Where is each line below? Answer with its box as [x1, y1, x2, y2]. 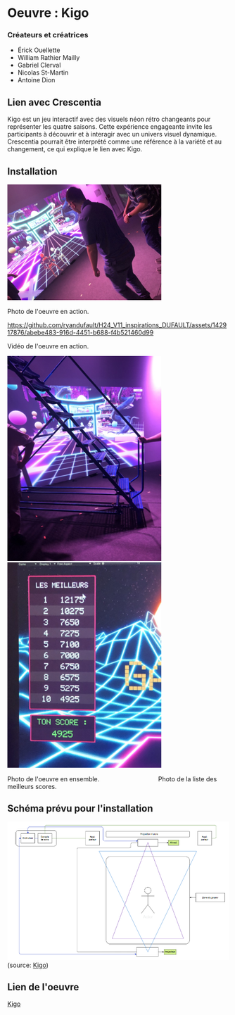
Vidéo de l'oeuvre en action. [7, 341, 89, 350]
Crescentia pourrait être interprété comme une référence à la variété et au [7, 137, 222, 146]
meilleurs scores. [7, 782, 58, 790]
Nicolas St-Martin [17, 68, 69, 77]
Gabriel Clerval [17, 61, 61, 70]
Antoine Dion [17, 76, 56, 84]
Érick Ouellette [17, 46, 61, 54]
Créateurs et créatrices [7, 30, 89, 40]
